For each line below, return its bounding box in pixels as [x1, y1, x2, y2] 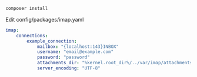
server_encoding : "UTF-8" [36, 65, 101, 71]
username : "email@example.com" [36, 49, 114, 55]
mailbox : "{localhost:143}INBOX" [36, 44, 119, 50]
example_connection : [26, 38, 77, 44]
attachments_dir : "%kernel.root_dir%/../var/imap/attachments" [36, 60, 195, 66]
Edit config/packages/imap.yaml [5, 16, 84, 23]
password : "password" [36, 54, 91, 61]
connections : [16, 33, 48, 38]
